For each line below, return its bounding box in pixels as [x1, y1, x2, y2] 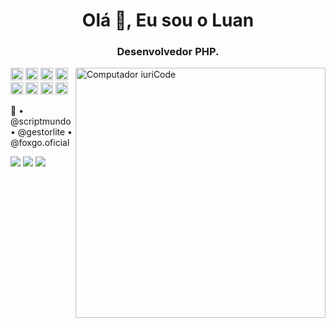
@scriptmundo [10, 115, 72, 128]
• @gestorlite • [10, 126, 73, 138]
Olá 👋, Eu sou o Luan [81, 9, 255, 32]
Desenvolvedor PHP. [116, 45, 220, 59]
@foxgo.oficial [10, 137, 70, 149]
